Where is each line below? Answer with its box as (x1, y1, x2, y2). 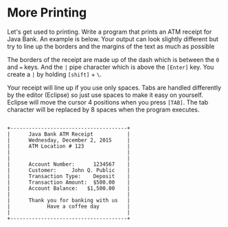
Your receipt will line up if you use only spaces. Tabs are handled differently (7, 83, 222, 91)
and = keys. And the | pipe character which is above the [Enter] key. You (7, 63, 214, 71)
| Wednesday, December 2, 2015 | (7, 136, 130, 144)
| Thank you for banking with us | (7, 197, 130, 204)
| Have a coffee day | (7, 203, 130, 210)
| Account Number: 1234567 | (7, 160, 130, 168)
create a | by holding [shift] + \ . (7, 70, 102, 78)
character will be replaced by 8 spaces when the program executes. (7, 105, 200, 113)
